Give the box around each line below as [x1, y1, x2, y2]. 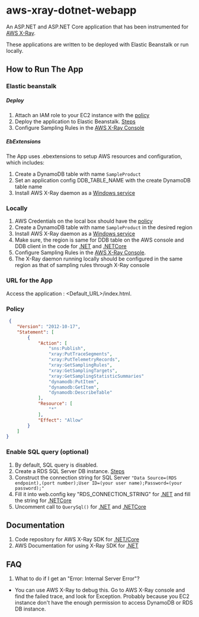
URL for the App [6, 277, 53, 285]
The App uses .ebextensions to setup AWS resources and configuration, [6, 153, 182, 160]
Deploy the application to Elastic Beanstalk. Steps [14, 118, 136, 125]
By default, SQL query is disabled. [14, 461, 98, 468]
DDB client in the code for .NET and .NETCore [14, 243, 127, 250]
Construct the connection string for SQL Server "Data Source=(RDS [14, 474, 177, 481]
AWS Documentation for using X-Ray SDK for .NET [14, 542, 139, 549]
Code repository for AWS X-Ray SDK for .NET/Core [14, 536, 140, 543]
